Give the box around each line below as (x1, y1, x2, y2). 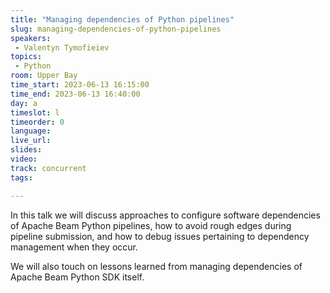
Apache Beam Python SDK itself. (10, 271, 145, 283)
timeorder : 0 (10, 117, 65, 127)
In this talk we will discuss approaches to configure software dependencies (10, 209, 321, 221)
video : (10, 154, 38, 164)
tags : (10, 172, 33, 183)
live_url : (10, 136, 52, 146)
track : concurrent (10, 163, 87, 173)
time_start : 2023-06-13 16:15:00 (10, 80, 150, 90)
